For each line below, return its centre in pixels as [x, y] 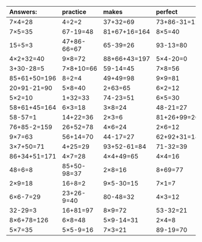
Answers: [23, 12]
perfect [167, 12]
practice [74, 12]
